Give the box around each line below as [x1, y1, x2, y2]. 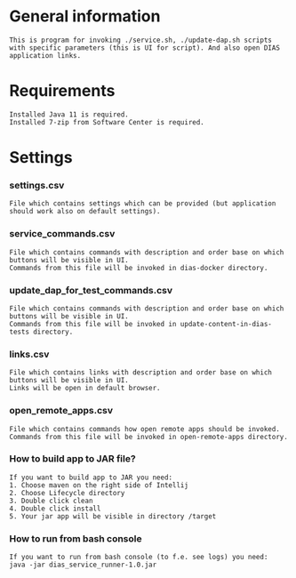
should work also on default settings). [9, 207, 162, 216]
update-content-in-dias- [180, 319, 273, 328]
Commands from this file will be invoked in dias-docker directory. [9, 263, 268, 272]
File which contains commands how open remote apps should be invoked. [9, 424, 280, 433]
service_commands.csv [9, 228, 116, 240]
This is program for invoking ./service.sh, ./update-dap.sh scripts [9, 36, 273, 44]
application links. [9, 51, 82, 60]
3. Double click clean [9, 496, 93, 505]
